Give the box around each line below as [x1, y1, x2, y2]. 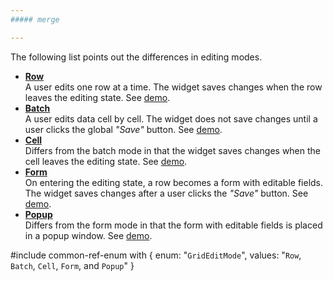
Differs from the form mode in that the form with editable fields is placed [24, 219, 323, 231]
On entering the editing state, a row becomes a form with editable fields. [24, 176, 324, 188]
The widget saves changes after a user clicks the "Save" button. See [24, 187, 309, 199]
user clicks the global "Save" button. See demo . [24, 123, 223, 135]
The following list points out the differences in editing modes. [10, 51, 263, 63]
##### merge [10, 14, 60, 25]
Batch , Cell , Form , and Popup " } [10, 259, 135, 271]
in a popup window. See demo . [24, 229, 153, 241]
